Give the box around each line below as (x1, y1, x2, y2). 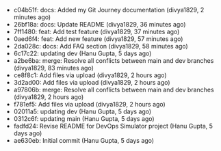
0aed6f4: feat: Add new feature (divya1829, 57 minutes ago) (13, 35, 183, 43)
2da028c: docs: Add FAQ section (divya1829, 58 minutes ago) (13, 42, 188, 50)
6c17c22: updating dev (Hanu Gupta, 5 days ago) (13, 49, 152, 57)
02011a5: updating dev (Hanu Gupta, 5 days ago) (13, 107, 152, 115)
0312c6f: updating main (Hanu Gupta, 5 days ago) (13, 115, 155, 122)
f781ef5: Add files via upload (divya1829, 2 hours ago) (13, 100, 166, 108)
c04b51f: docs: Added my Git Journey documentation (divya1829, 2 (13, 6, 205, 14)
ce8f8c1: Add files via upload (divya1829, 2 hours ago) (13, 71, 167, 79)
